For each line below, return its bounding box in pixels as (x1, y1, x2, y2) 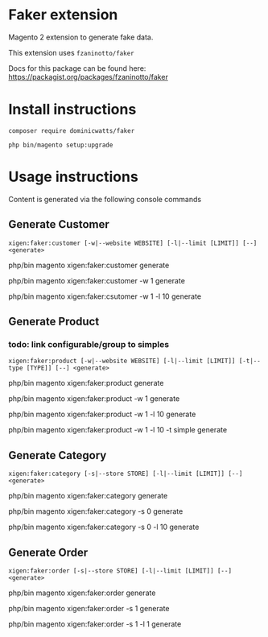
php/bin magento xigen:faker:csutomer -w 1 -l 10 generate (8, 292, 202, 301)
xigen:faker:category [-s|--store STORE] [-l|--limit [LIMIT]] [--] (8, 469, 243, 478)
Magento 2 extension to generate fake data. (8, 32, 154, 42)
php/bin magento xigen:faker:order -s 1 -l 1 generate (8, 618, 182, 629)
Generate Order (8, 545, 89, 559)
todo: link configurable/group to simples (8, 338, 170, 350)
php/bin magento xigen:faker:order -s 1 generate (8, 603, 170, 613)
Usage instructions (8, 168, 138, 186)
